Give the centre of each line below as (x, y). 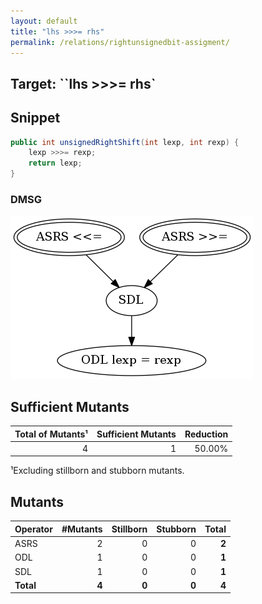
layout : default (44, 21)
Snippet (35, 118)
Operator (33, 529)
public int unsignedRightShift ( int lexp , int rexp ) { (125, 142)
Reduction (206, 434)
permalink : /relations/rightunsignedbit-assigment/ (120, 42)
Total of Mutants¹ (51, 434)
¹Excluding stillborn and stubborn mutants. (97, 471)
